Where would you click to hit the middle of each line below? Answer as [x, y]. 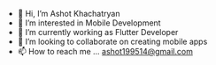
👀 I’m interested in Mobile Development [89, 23]
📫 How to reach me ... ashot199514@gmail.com [105, 51]
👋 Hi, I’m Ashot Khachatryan [69, 14]
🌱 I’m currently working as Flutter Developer [98, 32]
